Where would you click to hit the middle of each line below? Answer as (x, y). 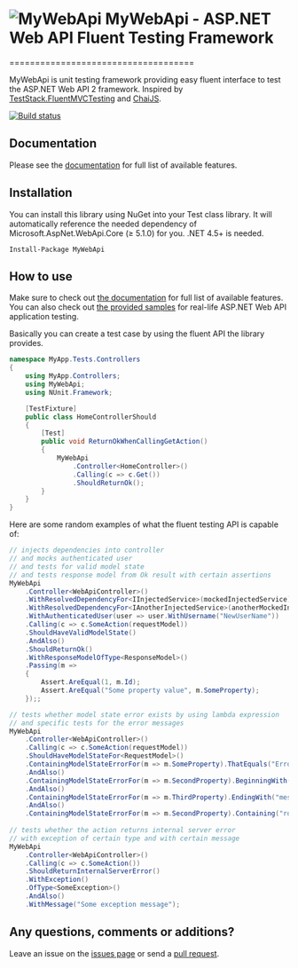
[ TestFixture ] (51, 408)
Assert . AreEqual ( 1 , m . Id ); (91, 682)
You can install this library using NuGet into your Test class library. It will (141, 214)
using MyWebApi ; (55, 384)
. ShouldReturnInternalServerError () (93, 871)
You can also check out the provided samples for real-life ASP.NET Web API (148, 307)
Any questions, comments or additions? (122, 932)
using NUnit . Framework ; (69, 392)
